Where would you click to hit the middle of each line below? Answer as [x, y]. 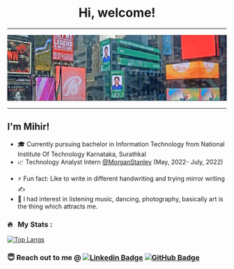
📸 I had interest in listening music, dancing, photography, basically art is [120, 199]
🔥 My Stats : [30, 224]
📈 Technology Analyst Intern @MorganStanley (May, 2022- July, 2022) [120, 162]
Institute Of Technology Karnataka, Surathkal [81, 154]
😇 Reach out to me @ [44, 258]
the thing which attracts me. [57, 206]
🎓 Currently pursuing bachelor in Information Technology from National [121, 144]
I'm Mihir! [29, 127]
